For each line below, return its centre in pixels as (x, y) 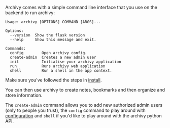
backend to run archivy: (30, 13)
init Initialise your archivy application (66, 62)
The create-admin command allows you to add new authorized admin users (84, 105)
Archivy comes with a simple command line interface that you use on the (81, 7)
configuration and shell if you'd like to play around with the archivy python (84, 116)
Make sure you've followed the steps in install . (54, 80)
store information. (24, 95)
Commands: (16, 49)
